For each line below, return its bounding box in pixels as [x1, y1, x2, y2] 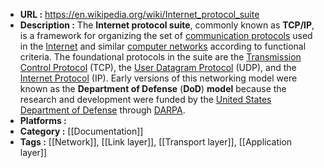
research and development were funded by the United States [19, 94, 272, 105]
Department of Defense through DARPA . [19, 104, 186, 116]
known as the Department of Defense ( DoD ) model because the [19, 83, 287, 94]
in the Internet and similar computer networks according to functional [19, 40, 307, 52]
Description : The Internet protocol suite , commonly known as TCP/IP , [19, 19, 315, 31]
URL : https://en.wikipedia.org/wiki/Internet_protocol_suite [19, 9, 260, 20]
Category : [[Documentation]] [19, 125, 144, 137]
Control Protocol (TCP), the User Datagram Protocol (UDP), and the [19, 62, 297, 73]
